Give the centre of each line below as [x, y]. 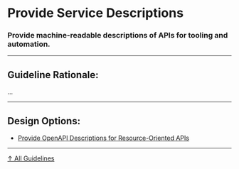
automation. [29, 44]
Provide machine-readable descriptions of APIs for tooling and [118, 36]
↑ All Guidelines [31, 158]
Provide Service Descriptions [95, 13]
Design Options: [44, 121]
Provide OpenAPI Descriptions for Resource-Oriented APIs [103, 138]
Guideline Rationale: [53, 75]
